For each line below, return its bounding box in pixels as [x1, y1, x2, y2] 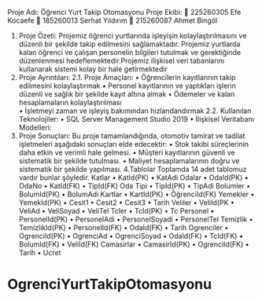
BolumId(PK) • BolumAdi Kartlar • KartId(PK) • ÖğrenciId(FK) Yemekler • [18, 189, 255, 199]
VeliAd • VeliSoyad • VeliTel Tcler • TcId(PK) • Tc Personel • [18, 207, 215, 215]
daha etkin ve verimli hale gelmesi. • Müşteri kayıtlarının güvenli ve [18, 148, 235, 157]
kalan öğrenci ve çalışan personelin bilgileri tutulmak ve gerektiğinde [18, 48, 242, 57]
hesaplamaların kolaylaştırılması [18, 98, 123, 107]
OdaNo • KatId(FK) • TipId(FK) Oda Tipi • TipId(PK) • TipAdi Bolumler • [18, 181, 251, 190]
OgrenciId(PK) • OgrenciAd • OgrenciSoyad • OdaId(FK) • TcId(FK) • [18, 232, 244, 240]
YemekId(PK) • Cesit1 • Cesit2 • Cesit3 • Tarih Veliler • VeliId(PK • [18, 198, 235, 207]
